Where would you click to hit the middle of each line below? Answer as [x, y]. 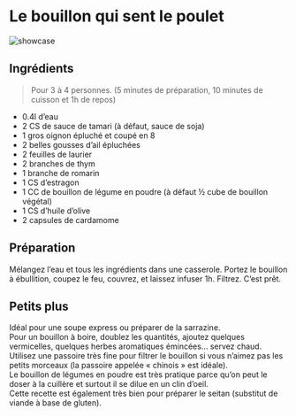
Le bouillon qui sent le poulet [117, 16]
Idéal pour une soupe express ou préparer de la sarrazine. [115, 328]
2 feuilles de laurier [57, 154]
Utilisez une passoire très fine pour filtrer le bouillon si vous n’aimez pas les [146, 356]
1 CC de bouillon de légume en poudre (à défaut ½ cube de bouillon [145, 191]
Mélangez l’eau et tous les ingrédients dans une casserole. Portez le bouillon [148, 269]
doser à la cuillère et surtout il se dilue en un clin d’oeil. [109, 384]
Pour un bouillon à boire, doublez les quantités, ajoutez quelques [127, 337]
